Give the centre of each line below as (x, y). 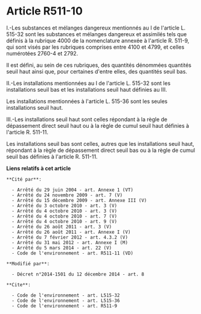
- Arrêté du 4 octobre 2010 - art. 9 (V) (65, 221)
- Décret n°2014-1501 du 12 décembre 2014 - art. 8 (78, 274)
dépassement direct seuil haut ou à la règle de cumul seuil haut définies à (98, 125)
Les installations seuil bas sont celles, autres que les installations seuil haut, (100, 143)
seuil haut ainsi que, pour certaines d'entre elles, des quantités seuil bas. (97, 71)
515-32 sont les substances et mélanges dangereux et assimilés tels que (97, 34)
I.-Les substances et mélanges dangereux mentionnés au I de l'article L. (96, 28)
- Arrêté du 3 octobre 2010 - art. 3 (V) (65, 206)
